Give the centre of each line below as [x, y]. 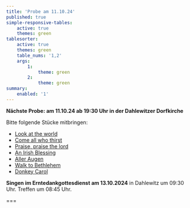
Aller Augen [29, 159]
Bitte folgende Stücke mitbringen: [47, 122]
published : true [26, 17]
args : [24, 61]
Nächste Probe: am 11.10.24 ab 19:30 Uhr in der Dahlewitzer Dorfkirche [95, 110]
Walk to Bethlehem [38, 165]
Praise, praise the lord [41, 146]
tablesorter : [22, 39]
